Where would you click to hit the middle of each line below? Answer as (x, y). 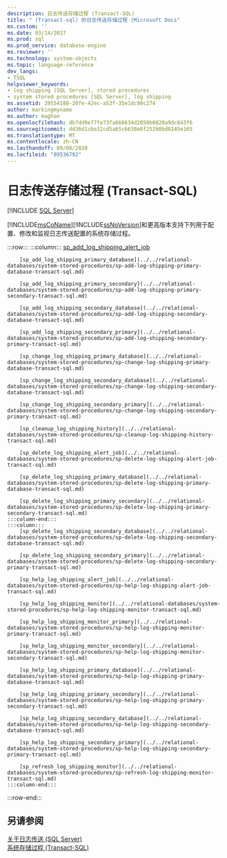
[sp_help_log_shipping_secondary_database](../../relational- (111, 718)
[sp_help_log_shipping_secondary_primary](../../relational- (109, 742)
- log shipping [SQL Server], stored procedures (78, 90)
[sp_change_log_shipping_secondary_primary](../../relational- (112, 404)
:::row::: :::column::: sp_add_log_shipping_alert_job (79, 247)
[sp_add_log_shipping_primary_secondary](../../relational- (108, 283)
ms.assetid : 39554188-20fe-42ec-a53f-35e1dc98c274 (81, 103)
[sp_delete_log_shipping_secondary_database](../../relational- (114, 531)
